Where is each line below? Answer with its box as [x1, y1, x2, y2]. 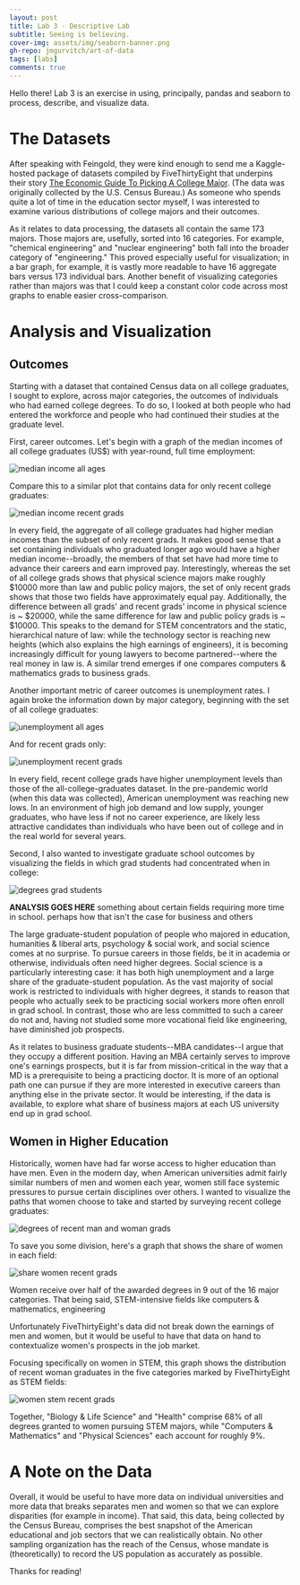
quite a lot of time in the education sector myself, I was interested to [9, 196, 260, 207]
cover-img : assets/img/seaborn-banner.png [9, 38, 170, 48]
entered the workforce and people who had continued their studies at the [9, 409, 279, 420]
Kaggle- [255, 158, 286, 169]
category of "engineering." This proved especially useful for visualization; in [9, 252, 289, 263]
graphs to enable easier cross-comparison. [9, 290, 169, 300]
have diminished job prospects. [9, 1024, 125, 1035]
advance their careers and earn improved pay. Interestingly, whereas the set [9, 562, 291, 574]
